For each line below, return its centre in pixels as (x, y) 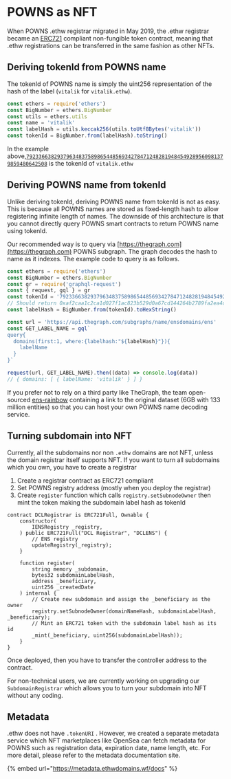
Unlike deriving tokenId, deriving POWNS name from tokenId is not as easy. (114, 201)
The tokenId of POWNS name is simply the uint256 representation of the (110, 84)
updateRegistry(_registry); (72, 545)
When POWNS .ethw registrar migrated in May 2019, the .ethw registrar (108, 31)
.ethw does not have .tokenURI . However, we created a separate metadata (113, 734)
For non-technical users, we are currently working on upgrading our (103, 681)
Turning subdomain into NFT (70, 436)
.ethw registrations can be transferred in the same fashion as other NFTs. (111, 45)
